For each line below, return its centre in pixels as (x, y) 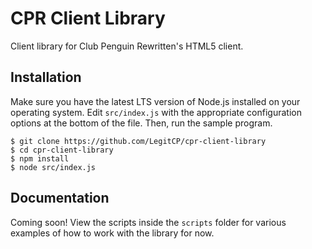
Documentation (60, 198)
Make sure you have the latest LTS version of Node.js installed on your (155, 101)
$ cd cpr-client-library (62, 150)
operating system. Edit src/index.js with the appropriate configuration (156, 112)
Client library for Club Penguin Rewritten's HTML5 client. (127, 46)
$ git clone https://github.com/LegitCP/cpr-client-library (138, 141)
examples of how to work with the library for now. (112, 233)
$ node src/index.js (53, 167)
